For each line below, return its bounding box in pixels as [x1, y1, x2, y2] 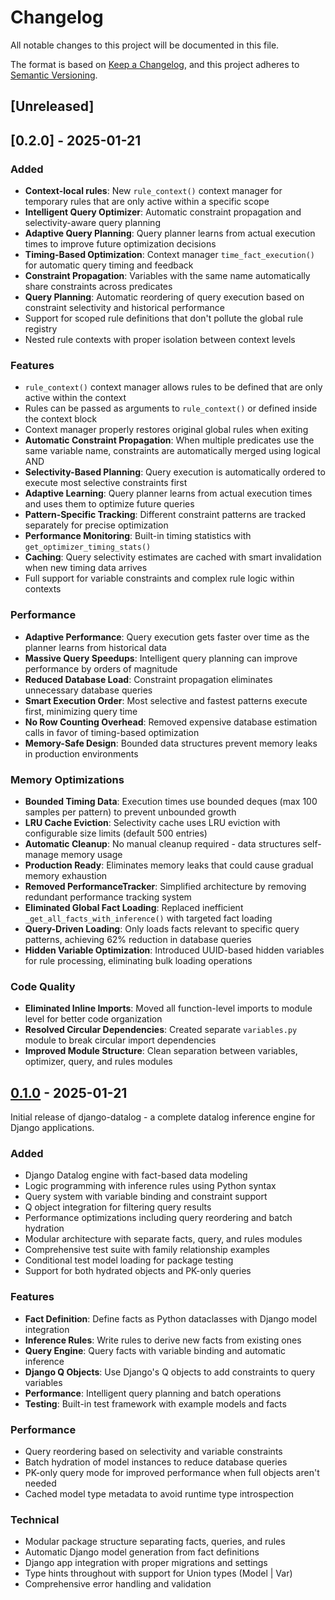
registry [24, 323, 58, 335]
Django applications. [10, 1122, 95, 1134]
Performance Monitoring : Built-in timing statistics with [24, 530, 252, 542]
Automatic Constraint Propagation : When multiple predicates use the [24, 434, 315, 446]
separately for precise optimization [24, 519, 169, 531]
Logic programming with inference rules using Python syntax [24, 1180, 277, 1192]
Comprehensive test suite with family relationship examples [24, 1244, 270, 1256]
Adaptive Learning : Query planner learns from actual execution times [24, 487, 313, 500]
